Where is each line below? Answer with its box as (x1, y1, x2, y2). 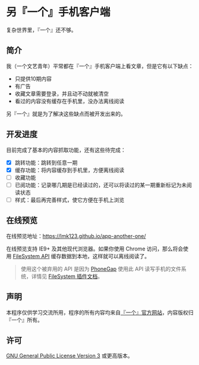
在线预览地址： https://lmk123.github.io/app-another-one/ (6, 232, 147, 239)
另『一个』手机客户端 (6, 5, 111, 19)
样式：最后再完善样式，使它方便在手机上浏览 (14, 196, 125, 203)
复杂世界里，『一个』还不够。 (6, 26, 77, 33)
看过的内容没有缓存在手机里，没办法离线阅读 (14, 97, 125, 104)
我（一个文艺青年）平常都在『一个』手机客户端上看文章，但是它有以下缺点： (6, 62, 194, 69)
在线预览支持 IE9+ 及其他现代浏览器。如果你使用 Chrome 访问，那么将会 (6, 245, 184, 252)
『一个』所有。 (6, 316, 43, 323)
